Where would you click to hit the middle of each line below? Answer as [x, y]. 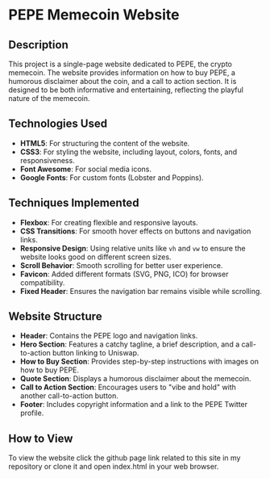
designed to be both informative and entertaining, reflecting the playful [126, 90]
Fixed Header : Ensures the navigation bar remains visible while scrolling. [141, 291]
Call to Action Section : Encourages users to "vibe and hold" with [128, 387]
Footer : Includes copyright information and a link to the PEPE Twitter [134, 405]
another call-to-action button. [69, 396]
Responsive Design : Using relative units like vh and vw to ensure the [133, 248]
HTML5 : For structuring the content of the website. [105, 143]
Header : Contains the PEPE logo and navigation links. [109, 336]
